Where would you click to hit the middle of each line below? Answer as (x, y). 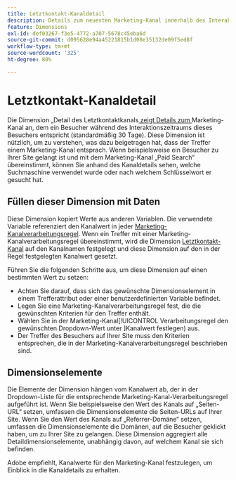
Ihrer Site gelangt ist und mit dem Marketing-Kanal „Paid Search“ (101, 157)
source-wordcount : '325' (44, 53)
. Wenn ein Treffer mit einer (118, 233)
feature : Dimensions (38, 27)
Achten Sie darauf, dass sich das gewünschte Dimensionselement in (116, 291)
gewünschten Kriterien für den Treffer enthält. (84, 313)
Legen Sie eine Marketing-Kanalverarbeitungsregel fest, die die (109, 306)
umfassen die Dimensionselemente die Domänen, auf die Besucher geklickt (117, 427)
